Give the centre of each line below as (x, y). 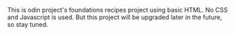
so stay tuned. (28, 24)
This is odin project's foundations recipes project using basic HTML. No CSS (117, 10)
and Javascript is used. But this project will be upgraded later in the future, (115, 17)
